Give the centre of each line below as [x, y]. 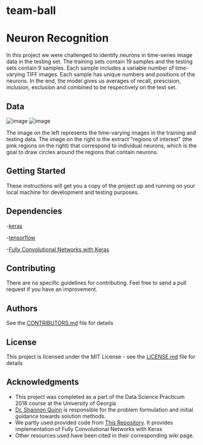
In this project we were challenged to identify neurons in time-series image [99, 55]
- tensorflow [21, 238]
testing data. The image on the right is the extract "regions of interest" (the [99, 139]
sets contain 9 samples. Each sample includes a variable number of [90, 68]
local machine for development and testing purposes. [73, 192]
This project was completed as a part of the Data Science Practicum [100, 396]
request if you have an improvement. [52, 289]
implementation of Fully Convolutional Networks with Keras [89, 429]
